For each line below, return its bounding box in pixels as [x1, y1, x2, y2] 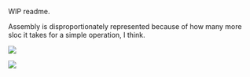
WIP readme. [8, 7, 50, 16]
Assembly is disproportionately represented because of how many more [8, 22, 242, 31]
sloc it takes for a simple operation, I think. [8, 31, 145, 39]
